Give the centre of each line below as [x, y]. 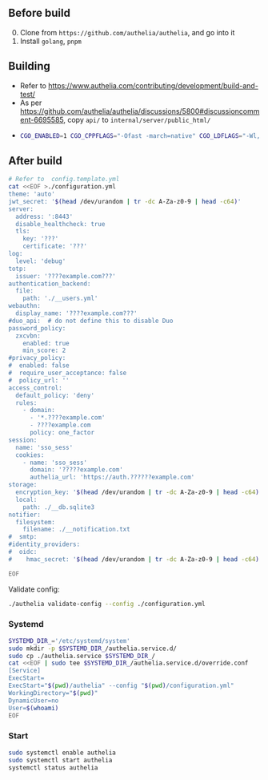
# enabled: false [39, 366]
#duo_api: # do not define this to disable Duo [91, 321]
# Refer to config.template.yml [64, 180]
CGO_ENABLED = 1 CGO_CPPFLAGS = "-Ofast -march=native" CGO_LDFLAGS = [131, 135]
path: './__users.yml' [60, 299]
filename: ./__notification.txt [76, 529]
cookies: [30, 455]
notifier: [25, 515]
